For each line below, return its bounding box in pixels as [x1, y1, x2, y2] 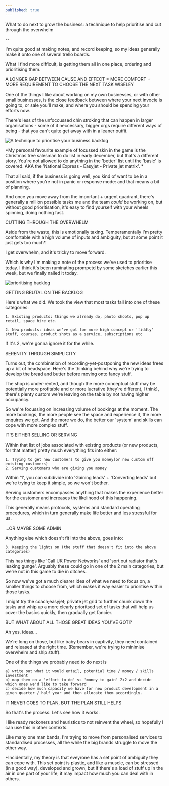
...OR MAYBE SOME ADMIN [5, 525, 62, 531]
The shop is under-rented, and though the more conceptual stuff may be [5, 380, 156, 386]
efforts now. [5, 107, 30, 113]
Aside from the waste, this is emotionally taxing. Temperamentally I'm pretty [5, 229, 163, 235]
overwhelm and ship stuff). [5, 649, 61, 655]
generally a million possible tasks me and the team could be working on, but [5, 199, 163, 205]
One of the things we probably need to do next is [5, 659, 107, 665]
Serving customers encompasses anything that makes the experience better [5, 489, 164, 495]
